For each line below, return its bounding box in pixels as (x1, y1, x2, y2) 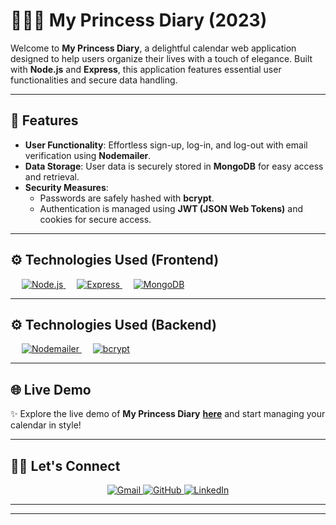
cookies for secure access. (39, 213, 152, 225)
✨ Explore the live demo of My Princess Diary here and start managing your (10, 408, 326, 420)
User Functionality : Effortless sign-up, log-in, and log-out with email (24, 139, 308, 151)
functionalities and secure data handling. (10, 74, 178, 86)
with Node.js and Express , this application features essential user (10, 63, 282, 75)
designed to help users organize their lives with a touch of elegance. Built (10, 52, 313, 64)
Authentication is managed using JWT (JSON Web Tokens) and (39, 202, 304, 214)
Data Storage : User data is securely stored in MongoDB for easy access (24, 160, 324, 172)
